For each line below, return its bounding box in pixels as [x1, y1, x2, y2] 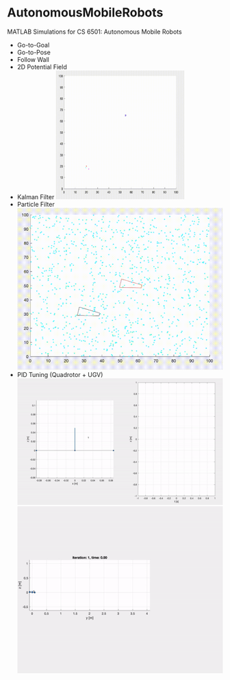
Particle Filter [16, 200, 55, 208]
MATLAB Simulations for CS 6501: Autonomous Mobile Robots [7, 27, 183, 36]
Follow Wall [16, 55, 49, 63]
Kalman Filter [16, 192, 55, 201]
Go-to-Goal [16, 41, 50, 49]
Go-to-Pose [16, 48, 51, 56]
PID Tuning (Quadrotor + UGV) [16, 371, 103, 379]
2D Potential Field [16, 63, 67, 71]
